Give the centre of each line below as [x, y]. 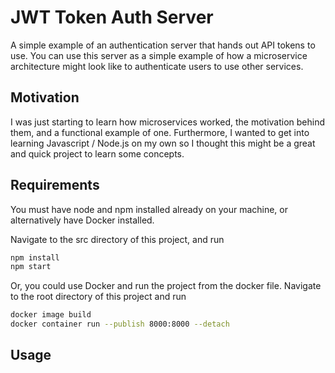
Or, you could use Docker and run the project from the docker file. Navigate [166, 286]
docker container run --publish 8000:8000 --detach [120, 324]
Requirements [55, 185]
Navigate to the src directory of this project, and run [117, 239]
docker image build [51, 315]
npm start [31, 267]
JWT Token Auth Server [112, 17]
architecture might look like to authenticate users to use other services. [157, 66]
